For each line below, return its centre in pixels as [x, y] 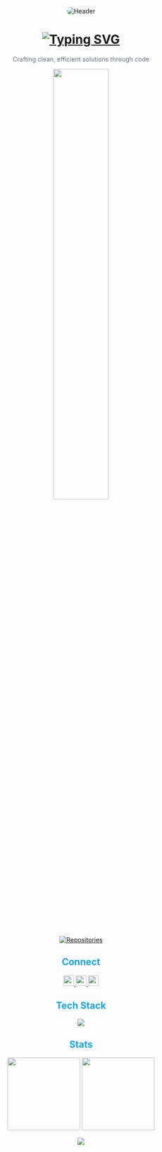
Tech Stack [81, 1006]
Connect [81, 962]
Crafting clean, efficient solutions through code [81, 59]
